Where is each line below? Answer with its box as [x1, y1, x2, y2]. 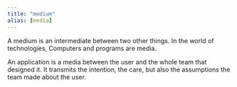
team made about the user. [7, 72, 87, 81]
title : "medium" [7, 10, 56, 18]
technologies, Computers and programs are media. [7, 44, 157, 52]
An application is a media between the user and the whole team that [7, 57, 207, 66]
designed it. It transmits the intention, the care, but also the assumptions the [7, 65, 231, 74]
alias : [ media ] [7, 17, 53, 24]
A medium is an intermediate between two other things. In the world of [7, 36, 214, 45]
